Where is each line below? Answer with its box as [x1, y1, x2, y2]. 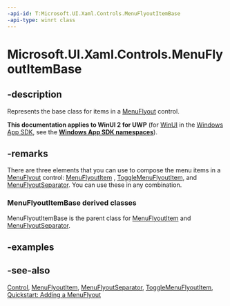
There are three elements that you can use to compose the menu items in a [7, 166, 221, 174]
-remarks [7, 147, 48, 159]
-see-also [7, 264, 50, 277]
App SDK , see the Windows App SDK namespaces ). [7, 127, 157, 136]
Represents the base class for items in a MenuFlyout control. [7, 107, 180, 115]
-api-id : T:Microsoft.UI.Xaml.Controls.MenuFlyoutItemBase [7, 10, 181, 17]
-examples [7, 242, 55, 253]
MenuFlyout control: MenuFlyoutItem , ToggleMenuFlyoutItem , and [7, 174, 198, 182]
